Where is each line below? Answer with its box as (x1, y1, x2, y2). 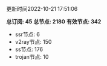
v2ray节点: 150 (15, 38, 52, 45)
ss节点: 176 (15, 46, 44, 53)
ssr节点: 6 (15, 31, 41, 38)
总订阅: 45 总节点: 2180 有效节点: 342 (6, 18, 102, 25)
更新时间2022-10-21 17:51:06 (6, 5, 78, 12)
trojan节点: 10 (15, 53, 49, 60)
